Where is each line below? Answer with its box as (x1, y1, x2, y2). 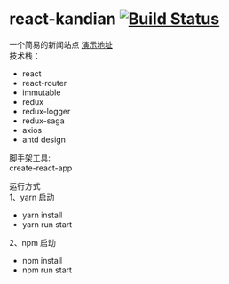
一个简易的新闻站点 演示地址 (9, 39, 113, 50)
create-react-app (9, 162, 73, 173)
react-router (21, 77, 67, 88)
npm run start (21, 264, 73, 275)
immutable (21, 87, 61, 98)
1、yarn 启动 (9, 192, 55, 202)
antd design (21, 134, 67, 145)
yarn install (21, 209, 63, 220)
